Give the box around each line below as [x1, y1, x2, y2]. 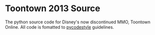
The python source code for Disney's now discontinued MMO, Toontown [5, 19, 151, 25]
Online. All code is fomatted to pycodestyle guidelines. [5, 24, 114, 30]
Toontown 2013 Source [5, 3, 101, 14]
